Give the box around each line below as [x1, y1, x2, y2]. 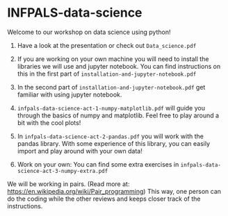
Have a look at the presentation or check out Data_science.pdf [17, 41, 197, 49]
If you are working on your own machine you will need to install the [17, 54, 209, 63]
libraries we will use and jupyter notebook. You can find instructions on [17, 62, 221, 70]
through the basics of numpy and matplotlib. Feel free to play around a [17, 111, 220, 119]
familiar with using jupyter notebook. [17, 90, 122, 99]
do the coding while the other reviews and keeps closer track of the [7, 194, 201, 203]
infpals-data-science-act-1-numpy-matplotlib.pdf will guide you [17, 103, 205, 112]
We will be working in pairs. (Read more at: [7, 179, 130, 188]
